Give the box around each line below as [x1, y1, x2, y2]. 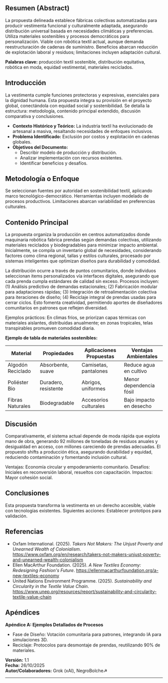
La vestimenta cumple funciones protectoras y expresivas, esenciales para [5, 92, 159, 98]
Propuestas [86, 353, 114, 360]
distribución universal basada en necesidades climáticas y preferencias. [5, 27, 154, 34]
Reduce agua [123, 361, 155, 368]
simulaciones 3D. [12, 636, 48, 642]
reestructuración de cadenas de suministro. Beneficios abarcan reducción [5, 43, 158, 49]
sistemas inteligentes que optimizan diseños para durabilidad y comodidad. [5, 258, 161, 264]
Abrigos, [81, 379, 101, 386]
